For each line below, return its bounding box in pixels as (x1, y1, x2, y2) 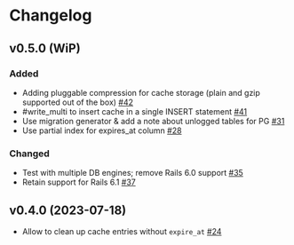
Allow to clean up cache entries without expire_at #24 (21, 225, 222, 236)
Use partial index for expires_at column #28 (21, 125, 182, 136)
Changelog (9, 5, 92, 26)
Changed (9, 147, 51, 160)
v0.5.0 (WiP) (9, 41, 82, 56)
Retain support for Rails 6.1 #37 (21, 177, 136, 187)
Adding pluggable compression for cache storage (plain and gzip (21, 87, 260, 98)
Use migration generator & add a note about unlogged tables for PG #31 (21, 115, 285, 126)
